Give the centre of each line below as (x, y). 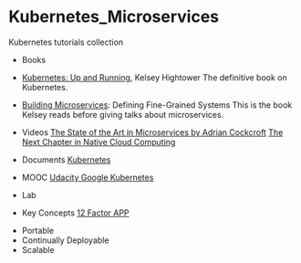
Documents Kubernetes (66, 159)
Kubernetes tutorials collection (66, 42)
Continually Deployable (65, 240)
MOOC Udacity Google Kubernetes (88, 177)
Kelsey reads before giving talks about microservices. (123, 114)
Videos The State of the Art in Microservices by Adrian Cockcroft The (152, 132)
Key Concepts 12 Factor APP (75, 213)
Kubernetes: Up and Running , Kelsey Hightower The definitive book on (155, 77)
